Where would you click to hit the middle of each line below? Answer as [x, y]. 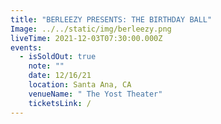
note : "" [46, 66]
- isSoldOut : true [58, 57]
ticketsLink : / [60, 103]
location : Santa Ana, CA [80, 85]
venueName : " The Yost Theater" [95, 94]
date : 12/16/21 [60, 76]
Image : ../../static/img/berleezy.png [91, 29]
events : [26, 47]
